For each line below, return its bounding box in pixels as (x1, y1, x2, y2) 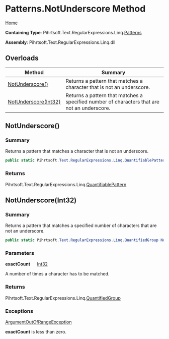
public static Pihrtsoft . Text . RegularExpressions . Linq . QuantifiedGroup (5, 238, 158, 243)
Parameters (5, 250, 34, 257)
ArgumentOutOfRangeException (5, 319, 72, 325)
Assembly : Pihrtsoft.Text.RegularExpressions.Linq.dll (5, 39, 116, 45)
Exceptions (5, 307, 34, 314)
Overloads (5, 54, 39, 63)
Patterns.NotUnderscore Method (5, 3, 146, 15)
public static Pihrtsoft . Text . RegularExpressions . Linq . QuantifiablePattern (5, 158, 167, 163)
